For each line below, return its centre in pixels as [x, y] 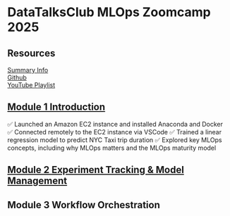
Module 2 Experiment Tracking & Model [96, 170]
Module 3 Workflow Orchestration [84, 205]
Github [17, 77]
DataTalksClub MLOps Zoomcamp [109, 12]
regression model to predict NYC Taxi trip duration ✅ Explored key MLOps [115, 140]
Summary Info [28, 70]
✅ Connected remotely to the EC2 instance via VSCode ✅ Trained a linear [115, 132]
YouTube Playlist [31, 85]
